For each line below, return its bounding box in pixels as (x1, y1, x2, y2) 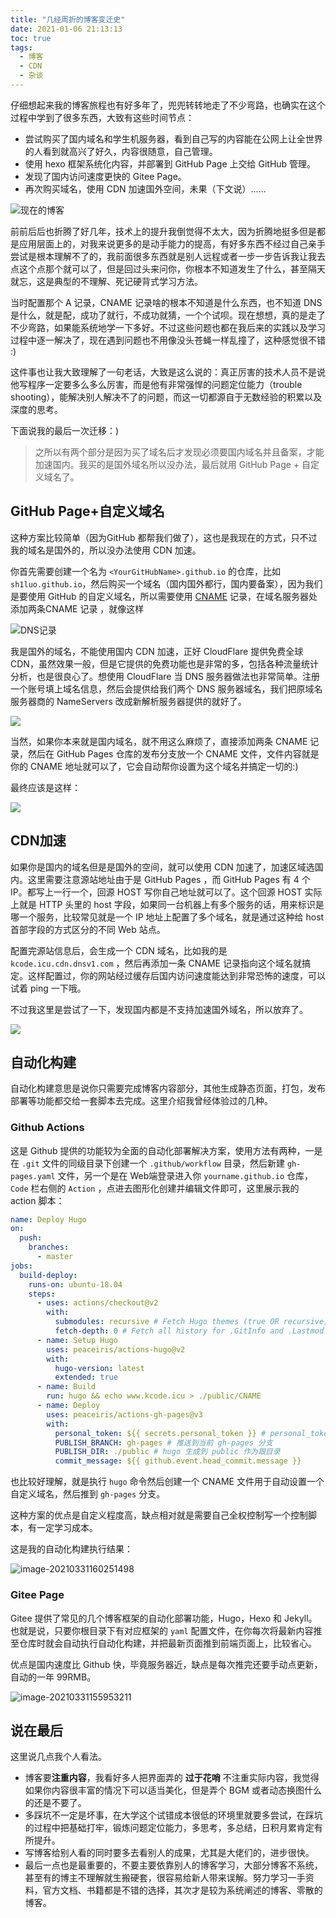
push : (19, 1233, 43, 1243)
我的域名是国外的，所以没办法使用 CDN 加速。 (10, 544, 202, 556)
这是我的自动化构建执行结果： (10, 1543, 133, 1555)
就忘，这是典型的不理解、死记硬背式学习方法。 (10, 275, 203, 287)
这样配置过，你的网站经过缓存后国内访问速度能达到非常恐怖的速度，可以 (27, 969, 326, 981)
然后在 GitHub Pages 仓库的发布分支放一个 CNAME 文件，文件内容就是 (27, 747, 320, 760)
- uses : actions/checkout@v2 (36, 1298, 159, 1308)
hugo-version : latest (54, 1363, 145, 1373)
